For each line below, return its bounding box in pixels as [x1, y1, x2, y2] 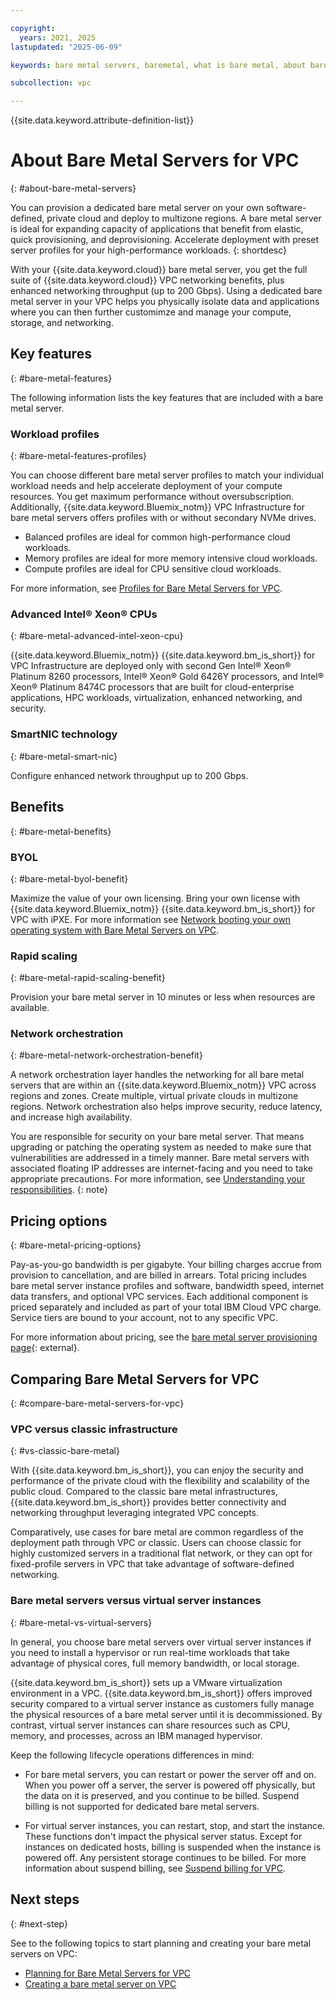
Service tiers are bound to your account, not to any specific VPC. [10, 1312, 278, 1324]
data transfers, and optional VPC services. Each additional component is [10, 1291, 309, 1303]
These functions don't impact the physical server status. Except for [24, 1830, 303, 1842]
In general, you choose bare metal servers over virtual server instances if [10, 1636, 312, 1648]
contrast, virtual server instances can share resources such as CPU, [10, 1719, 291, 1731]
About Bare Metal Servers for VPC [10, 149, 300, 172]
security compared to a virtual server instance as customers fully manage [10, 1697, 315, 1710]
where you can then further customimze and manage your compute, [10, 306, 292, 318]
